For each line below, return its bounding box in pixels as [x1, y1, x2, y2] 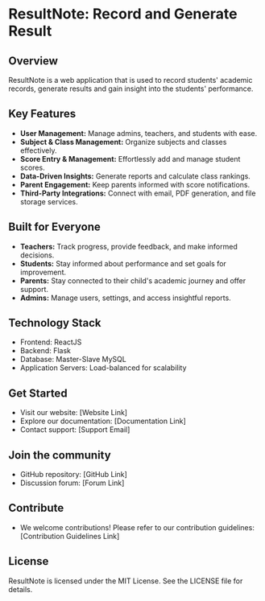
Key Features [8, 107, 77, 121]
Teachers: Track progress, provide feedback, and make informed [19, 241, 238, 251]
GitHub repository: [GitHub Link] [19, 470, 127, 480]
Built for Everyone [8, 220, 101, 234]
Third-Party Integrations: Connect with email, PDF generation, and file [19, 188, 256, 198]
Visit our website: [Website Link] [19, 408, 127, 418]
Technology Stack [8, 316, 101, 330]
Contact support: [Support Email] [19, 425, 130, 434]
